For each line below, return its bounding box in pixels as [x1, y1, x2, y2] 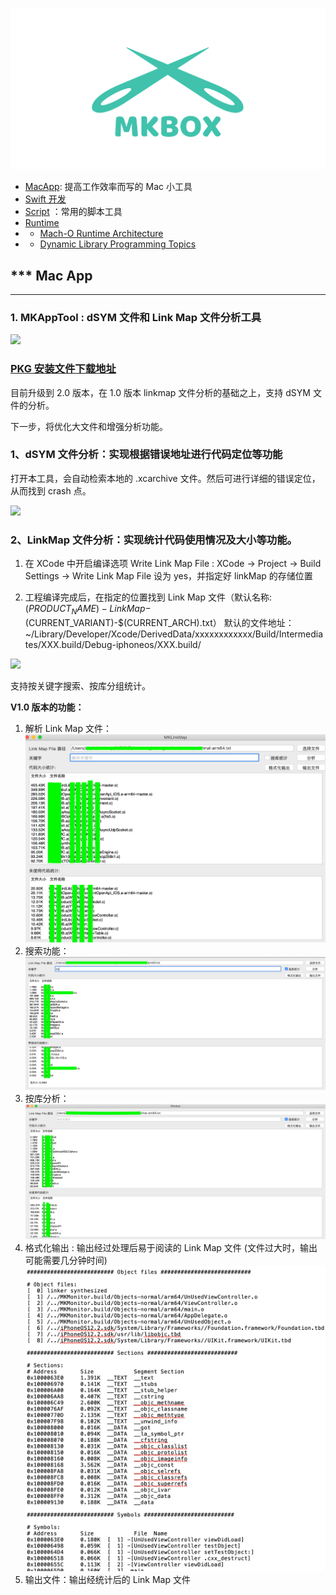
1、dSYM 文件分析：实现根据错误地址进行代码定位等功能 [10, 448, 283, 462]
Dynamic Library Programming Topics [39, 238, 197, 250]
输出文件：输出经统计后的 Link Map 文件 [24, 1573, 191, 1585]
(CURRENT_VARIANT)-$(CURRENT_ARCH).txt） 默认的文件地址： [24, 616, 295, 628]
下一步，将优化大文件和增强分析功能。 [10, 420, 168, 432]
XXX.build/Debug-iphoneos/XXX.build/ [40, 638, 202, 650]
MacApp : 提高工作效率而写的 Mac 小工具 [24, 181, 193, 193]
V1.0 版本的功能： [10, 701, 85, 713]
